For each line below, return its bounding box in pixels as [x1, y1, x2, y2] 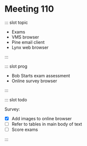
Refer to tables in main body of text [11, 121, 82, 127]
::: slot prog [4, 63, 28, 69]
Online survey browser [11, 78, 57, 84]
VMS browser [11, 34, 39, 40]
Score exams [11, 127, 38, 132]
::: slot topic [4, 19, 28, 25]
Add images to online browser [11, 115, 72, 121]
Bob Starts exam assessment [11, 73, 70, 78]
